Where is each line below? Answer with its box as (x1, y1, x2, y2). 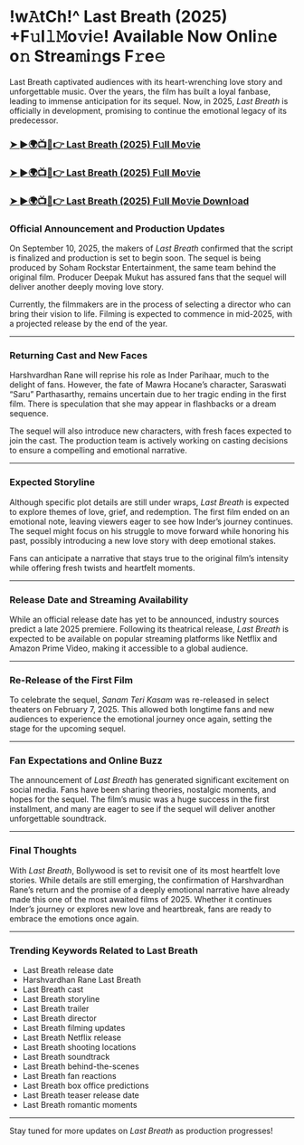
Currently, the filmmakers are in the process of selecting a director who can (9, 299, 291, 310)
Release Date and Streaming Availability (9, 593, 189, 606)
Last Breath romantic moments (22, 1100, 138, 1111)
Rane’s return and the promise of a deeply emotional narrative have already (9, 884, 290, 895)
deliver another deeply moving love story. (9, 281, 165, 291)
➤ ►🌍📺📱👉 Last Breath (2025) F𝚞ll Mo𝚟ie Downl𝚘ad (9, 195, 250, 207)
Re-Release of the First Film (9, 673, 134, 686)
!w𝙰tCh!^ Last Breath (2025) (9, 6, 228, 27)
